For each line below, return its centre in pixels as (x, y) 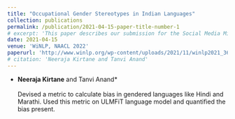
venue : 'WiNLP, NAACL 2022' (48, 46)
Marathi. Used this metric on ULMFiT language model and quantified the (121, 101)
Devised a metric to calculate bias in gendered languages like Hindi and (120, 94)
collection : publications (45, 20)
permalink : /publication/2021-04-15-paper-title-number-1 (93, 27)
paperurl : (22, 53)
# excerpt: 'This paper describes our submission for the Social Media (114, 33)
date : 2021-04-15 (33, 40)
